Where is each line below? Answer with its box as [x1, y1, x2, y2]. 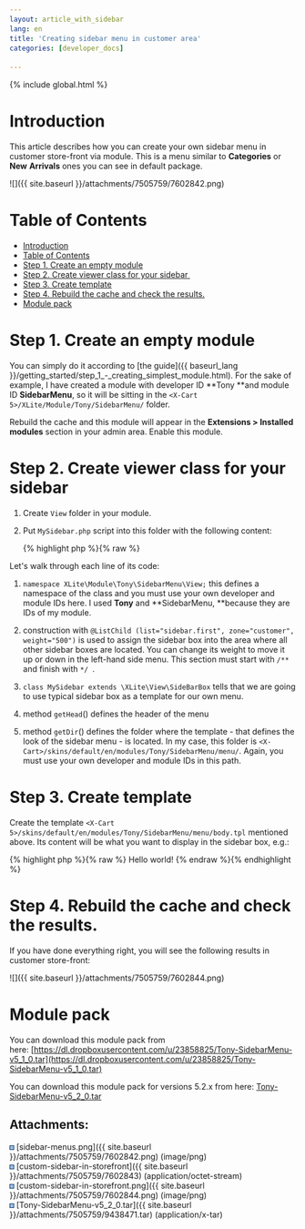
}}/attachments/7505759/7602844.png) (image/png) [9, 1189, 208, 1201]
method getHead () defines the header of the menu [22, 708, 209, 719]
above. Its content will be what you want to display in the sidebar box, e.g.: [9, 836, 290, 847]
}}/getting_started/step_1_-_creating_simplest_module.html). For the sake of [9, 370, 292, 381]
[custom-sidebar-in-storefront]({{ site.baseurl [15, 1161, 188, 1172]
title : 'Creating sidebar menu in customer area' [9, 34, 202, 43]
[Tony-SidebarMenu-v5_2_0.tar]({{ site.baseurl [15, 1199, 192, 1210]
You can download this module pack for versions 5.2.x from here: [9, 1081, 255, 1092]
